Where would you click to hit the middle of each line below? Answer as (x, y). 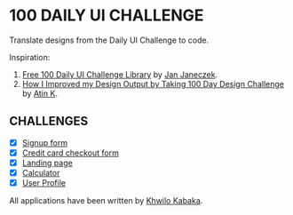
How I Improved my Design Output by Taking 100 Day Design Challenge (153, 84)
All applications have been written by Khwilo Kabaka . (106, 201)
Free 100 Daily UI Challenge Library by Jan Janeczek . (120, 74)
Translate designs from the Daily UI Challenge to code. (109, 40)
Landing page (47, 163)
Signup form (45, 142)
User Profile (44, 183)
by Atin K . (40, 93)
